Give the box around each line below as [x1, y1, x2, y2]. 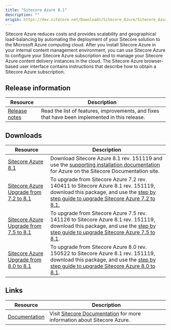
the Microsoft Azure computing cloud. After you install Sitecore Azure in [5, 42, 156, 48]
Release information [5, 84, 71, 92]
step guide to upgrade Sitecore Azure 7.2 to [50, 195, 155, 202]
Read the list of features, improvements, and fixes [41, 108, 159, 115]
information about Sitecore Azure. [49, 316, 130, 323]
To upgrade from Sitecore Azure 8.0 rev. [50, 243, 147, 250]
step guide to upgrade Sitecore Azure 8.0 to [50, 263, 155, 269]
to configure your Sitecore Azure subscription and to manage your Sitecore [5, 53, 163, 59]
